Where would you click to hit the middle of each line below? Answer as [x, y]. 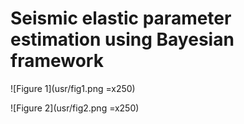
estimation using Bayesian [122, 39]
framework [57, 61]
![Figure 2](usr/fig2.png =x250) [75, 108]
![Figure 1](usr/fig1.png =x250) [73, 88]
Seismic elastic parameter [121, 18]
